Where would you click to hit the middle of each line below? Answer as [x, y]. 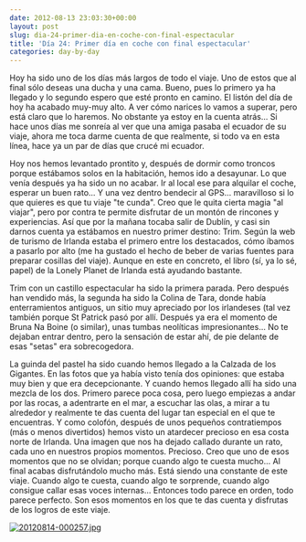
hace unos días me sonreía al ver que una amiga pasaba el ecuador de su [148, 127]
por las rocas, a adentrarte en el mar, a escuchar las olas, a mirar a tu [140, 403]
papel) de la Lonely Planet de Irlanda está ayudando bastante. [126, 271]
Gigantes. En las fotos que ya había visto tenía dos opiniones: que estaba [147, 374]
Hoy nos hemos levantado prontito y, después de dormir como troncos [142, 164]
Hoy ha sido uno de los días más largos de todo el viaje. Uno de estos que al [153, 78]
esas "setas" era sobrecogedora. [72, 346]
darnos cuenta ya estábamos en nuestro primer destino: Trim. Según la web [153, 232]
